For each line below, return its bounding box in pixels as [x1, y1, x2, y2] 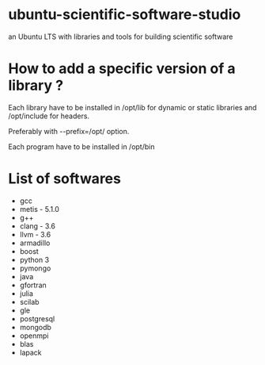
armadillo [19, 238, 51, 248]
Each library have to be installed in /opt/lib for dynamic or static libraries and [8, 102, 257, 112]
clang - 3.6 [19, 221, 55, 231]
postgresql [19, 313, 55, 323]
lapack [19, 348, 42, 357]
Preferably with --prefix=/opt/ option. [8, 126, 130, 136]
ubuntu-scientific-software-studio [8, 6, 241, 24]
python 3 [19, 255, 50, 264]
